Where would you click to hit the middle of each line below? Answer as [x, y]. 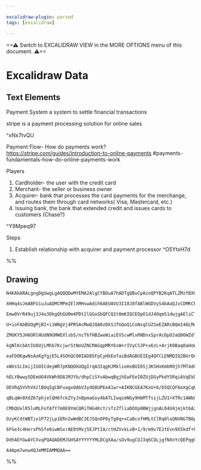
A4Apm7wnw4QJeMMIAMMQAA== [38, 451]
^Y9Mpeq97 [21, 226]
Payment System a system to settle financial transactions [77, 112]
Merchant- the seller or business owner [63, 189]
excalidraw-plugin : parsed [40, 17]
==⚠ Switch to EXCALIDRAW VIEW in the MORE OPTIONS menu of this [94, 45]
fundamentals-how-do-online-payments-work [63, 159]
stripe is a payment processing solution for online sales [74, 123]
